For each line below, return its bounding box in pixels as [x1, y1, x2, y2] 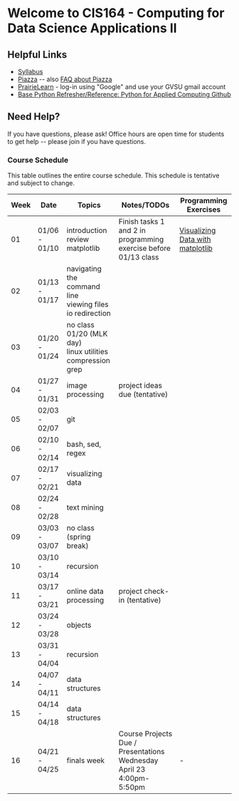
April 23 [118, 765, 146, 775]
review [66, 234, 90, 244]
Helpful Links [7, 48, 68, 61]
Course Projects [118, 729, 173, 739]
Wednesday [118, 755, 159, 765]
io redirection [66, 309, 112, 319]
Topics [77, 200, 101, 210]
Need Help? [7, 110, 60, 123]
